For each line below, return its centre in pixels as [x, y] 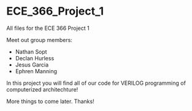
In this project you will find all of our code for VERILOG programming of [96, 83]
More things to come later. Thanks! [50, 101]
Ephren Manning [36, 71]
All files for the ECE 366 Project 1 [48, 28]
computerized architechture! [42, 89]
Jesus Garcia [32, 65]
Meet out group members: [39, 40]
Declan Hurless [35, 58]
